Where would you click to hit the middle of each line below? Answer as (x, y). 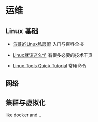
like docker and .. (23, 115)
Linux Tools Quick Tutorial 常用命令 (50, 66)
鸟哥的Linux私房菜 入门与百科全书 (48, 44)
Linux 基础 (22, 31)
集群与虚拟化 (26, 102)
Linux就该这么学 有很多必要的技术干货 (53, 55)
